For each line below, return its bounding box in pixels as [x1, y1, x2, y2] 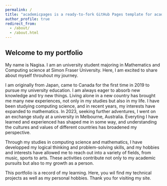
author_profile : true [5, 16, 50, 21]
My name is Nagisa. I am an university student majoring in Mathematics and [5, 62, 161, 67]
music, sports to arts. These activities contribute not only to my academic [5, 155, 156, 161]
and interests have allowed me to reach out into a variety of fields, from [5, 149, 152, 155]
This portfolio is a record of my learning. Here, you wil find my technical [5, 170, 152, 176]
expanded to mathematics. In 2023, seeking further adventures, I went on [5, 108, 156, 114]
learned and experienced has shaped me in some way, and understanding [5, 119, 157, 124]
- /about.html [9, 30, 39, 35]
